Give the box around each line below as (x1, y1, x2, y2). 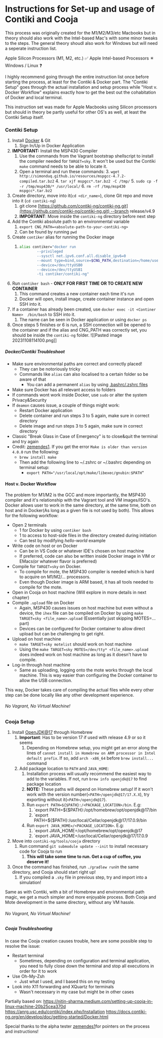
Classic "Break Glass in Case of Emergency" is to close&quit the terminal (12, 433, 158, 439)
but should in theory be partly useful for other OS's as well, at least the (5, 109, 147, 115)
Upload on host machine (12, 636, 62, 642)
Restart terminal (12, 952, 44, 959)
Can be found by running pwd (19, 229, 77, 235)
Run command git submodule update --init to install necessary (19, 843, 148, 849)
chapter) (12, 594, 30, 600)
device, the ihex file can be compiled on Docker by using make (19, 610, 144, 616)
